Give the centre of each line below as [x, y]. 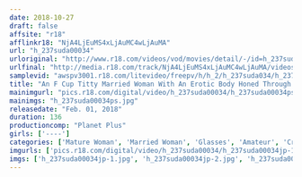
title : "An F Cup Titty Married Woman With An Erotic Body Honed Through [151, 84]
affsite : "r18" [38, 34]
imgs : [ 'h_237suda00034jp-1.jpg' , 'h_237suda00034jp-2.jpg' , [126, 159]
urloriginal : [34, 59]
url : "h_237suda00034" [52, 51]
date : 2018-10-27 [42, 17]
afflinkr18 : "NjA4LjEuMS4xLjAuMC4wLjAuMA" [90, 42]
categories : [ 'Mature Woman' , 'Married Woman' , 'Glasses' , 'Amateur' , [144, 142]
